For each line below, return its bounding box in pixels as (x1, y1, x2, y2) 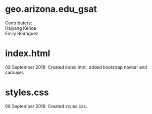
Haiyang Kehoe (5, 25, 36, 31)
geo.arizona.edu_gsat (5, 3, 97, 15)
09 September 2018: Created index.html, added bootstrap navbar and (5, 64, 147, 70)
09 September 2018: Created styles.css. (5, 103, 88, 109)
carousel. (5, 69, 24, 75)
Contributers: (5, 20, 32, 26)
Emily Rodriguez (5, 30, 39, 36)
